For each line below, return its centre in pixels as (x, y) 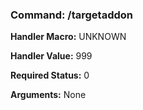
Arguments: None (48, 95)
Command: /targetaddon (72, 15)
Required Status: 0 (50, 75)
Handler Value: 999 (51, 56)
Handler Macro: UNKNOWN (68, 37)
